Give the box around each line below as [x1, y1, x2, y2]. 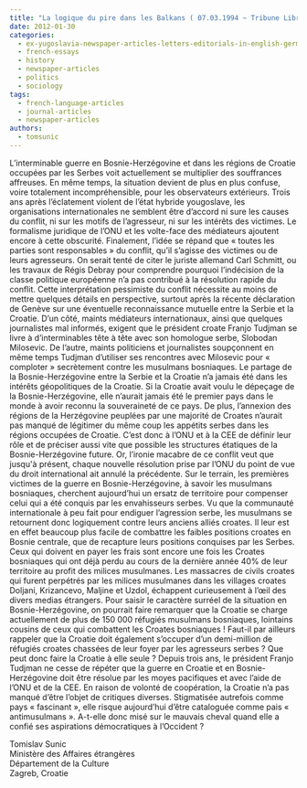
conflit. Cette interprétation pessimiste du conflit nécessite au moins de [9, 283, 279, 294]
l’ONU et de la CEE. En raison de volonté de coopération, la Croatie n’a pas [9, 682, 290, 693]
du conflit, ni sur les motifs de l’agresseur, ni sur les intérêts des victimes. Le [9, 216, 297, 227]
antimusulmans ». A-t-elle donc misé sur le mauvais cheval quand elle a [9, 710, 280, 722]
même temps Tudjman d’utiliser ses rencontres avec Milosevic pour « [9, 351, 270, 362]
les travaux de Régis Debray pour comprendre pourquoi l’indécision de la [9, 264, 285, 275]
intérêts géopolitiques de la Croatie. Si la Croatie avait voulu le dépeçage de [9, 380, 295, 391]
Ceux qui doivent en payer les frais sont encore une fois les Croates [9, 546, 265, 557]
